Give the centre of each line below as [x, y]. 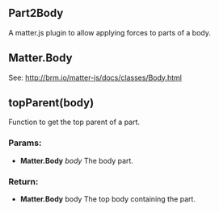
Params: [25, 143]
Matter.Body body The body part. [76, 160]
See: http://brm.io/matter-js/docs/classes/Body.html [95, 77]
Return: [23, 181]
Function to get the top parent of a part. [74, 122]
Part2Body [36, 13]
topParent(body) [51, 103]
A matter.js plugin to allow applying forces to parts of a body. [110, 32]
